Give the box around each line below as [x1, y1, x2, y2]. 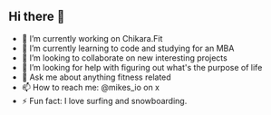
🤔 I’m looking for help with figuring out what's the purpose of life [21, 62, 263, 72]
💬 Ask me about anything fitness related [21, 72, 171, 82]
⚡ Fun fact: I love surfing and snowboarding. [21, 95, 188, 106]
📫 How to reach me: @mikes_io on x [21, 81, 160, 92]
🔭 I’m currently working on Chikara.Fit [21, 33, 163, 43]
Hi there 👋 [8, 9, 65, 24]
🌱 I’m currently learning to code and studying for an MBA [21, 43, 235, 53]
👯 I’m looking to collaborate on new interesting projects [21, 52, 227, 63]
